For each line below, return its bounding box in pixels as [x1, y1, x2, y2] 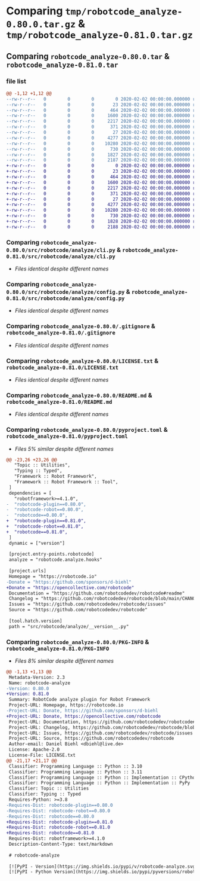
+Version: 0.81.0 [6, 691, 49, 697]
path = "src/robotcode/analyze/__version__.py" [8, 623, 129, 629]
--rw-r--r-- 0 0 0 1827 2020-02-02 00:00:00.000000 [6, 151, 190, 158]
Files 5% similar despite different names [14, 445, 114, 452]
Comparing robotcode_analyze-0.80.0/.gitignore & [6, 322, 156, 330]
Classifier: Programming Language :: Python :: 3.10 [8, 763, 143, 769]
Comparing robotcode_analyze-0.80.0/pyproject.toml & [6, 426, 168, 434]
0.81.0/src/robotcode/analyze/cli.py [6, 253, 116, 260]
